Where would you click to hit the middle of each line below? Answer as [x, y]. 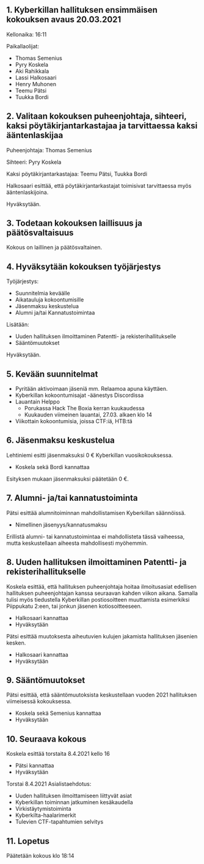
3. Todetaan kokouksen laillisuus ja [74, 223]
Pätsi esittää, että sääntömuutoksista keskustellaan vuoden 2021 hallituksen [102, 695]
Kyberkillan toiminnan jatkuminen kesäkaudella [74, 802]
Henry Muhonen [36, 84]
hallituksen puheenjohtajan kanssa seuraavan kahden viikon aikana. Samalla [102, 593]
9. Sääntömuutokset [46, 680]
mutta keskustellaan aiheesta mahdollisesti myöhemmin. [77, 543]
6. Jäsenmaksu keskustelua [60, 441]
